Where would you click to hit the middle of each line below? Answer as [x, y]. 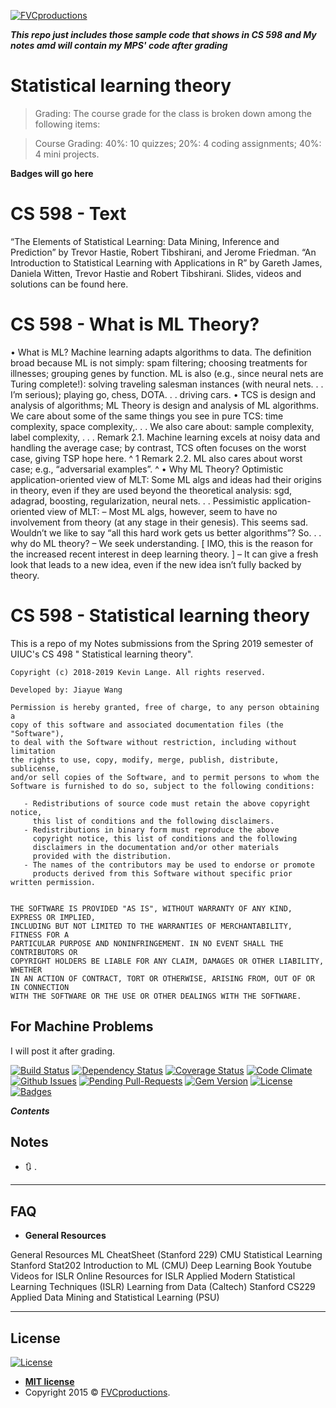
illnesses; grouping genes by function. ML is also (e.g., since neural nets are [167, 373]
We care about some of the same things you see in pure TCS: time [147, 416]
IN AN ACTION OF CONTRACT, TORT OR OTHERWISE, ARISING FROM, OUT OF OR [162, 978]
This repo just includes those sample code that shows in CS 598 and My [163, 34]
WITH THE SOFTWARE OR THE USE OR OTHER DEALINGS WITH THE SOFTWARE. [156, 996]
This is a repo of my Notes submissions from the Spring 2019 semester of [162, 643]
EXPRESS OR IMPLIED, [53, 917]
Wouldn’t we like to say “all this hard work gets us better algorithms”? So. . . [166, 532]
